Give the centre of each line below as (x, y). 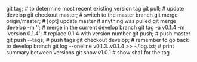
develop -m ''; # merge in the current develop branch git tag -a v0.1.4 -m (96, 27)
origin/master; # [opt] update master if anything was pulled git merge (91, 21)
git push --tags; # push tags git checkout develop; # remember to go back (98, 40)
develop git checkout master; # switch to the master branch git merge (92, 15)
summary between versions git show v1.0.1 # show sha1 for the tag (88, 52)
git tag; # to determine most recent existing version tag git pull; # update (95, 9)
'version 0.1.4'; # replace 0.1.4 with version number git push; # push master (98, 34)
